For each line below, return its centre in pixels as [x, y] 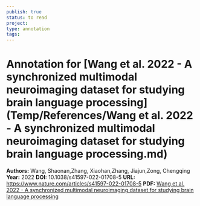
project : [17, 23]
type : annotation [28, 29]
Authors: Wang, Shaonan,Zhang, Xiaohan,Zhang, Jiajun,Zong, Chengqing [98, 171]
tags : [13, 34]
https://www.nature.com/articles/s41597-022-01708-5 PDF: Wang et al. [95, 184]
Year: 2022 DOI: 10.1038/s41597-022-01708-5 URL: [71, 177]
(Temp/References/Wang [71, 116]
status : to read [27, 18]
